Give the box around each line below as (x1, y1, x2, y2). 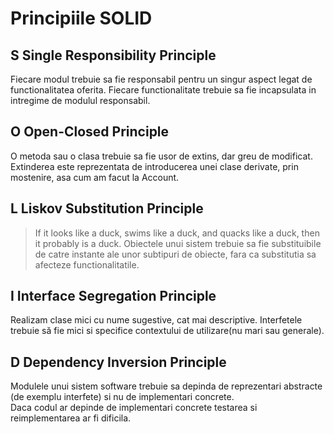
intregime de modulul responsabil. (10, 95, 151, 106)
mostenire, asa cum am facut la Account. (10, 171, 180, 183)
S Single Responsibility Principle (10, 47, 217, 64)
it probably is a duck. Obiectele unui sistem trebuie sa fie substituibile (34, 237, 322, 249)
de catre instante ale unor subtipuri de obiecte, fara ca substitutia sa (34, 248, 317, 260)
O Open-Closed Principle (10, 123, 170, 141)
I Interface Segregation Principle (10, 288, 217, 305)
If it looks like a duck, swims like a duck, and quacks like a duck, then (34, 227, 320, 239)
